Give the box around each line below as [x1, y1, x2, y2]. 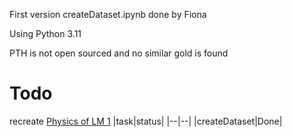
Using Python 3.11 [9, 28, 82, 39]
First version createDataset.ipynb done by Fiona [9, 9, 207, 20]
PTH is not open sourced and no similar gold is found [9, 47, 229, 59]
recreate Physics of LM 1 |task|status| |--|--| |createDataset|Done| [9, 115, 283, 127]
